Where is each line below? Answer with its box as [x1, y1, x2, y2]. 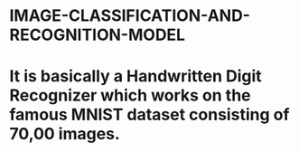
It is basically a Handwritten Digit [9, 66, 262, 87]
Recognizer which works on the [9, 85, 251, 106]
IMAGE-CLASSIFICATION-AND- [9, 5, 251, 26]
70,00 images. [9, 124, 120, 145]
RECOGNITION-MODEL [9, 24, 186, 45]
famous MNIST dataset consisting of [9, 105, 290, 125]
